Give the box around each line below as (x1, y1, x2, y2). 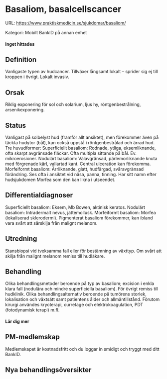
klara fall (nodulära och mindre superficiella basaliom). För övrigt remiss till (5, 286, 159, 292)
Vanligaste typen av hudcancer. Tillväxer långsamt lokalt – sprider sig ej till (5, 69, 158, 75)
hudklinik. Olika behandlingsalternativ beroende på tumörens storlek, (5, 291, 147, 297)
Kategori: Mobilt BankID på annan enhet (5, 29, 87, 35)
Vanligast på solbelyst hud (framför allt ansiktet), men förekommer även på (5, 134, 159, 140)
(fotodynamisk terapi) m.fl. (5, 307, 60, 313)
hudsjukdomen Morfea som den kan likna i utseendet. (5, 177, 116, 183)
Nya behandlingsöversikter (5, 366, 92, 374)
